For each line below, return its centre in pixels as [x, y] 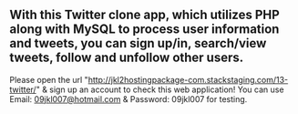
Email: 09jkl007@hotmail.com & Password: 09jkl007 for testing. [128, 98]
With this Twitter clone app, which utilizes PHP [144, 15]
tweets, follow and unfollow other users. [127, 58]
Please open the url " [49, 79]
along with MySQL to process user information [144, 30]
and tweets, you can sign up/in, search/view [138, 43]
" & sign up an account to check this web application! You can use [160, 89]
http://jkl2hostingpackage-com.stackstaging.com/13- [188, 79]
